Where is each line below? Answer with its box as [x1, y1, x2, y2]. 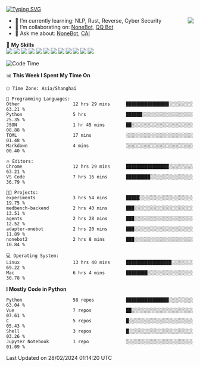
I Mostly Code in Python [6, 286, 67, 293]
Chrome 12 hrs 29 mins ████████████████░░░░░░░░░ [6, 164, 193, 170]
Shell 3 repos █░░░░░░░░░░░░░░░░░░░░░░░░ [6, 328, 193, 334]
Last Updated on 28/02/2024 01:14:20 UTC [6, 355, 112, 361]
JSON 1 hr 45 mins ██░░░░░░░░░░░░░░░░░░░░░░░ [6, 122, 193, 128]
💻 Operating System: [6, 253, 60, 259]
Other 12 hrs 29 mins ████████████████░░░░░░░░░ [6, 101, 193, 107]
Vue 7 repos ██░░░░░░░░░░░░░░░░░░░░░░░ [6, 308, 193, 313]
